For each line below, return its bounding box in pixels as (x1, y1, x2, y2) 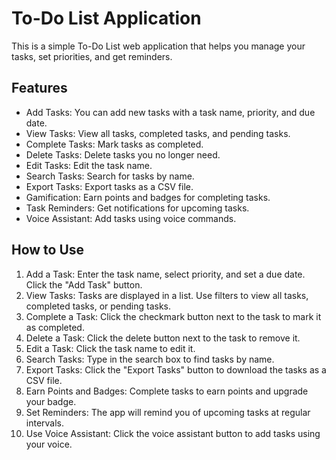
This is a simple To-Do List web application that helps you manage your (11, 40, 306, 52)
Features (11, 80, 68, 97)
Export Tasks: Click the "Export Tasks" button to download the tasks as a (25, 363, 327, 376)
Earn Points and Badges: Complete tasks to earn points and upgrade (25, 385, 309, 397)
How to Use (11, 242, 85, 259)
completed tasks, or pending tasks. (25, 300, 172, 312)
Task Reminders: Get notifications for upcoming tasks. (25, 202, 250, 214)
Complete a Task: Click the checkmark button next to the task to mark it (25, 310, 322, 322)
